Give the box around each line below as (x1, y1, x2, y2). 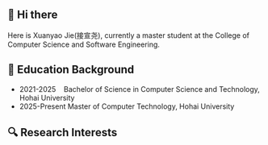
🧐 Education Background (7, 63, 135, 77)
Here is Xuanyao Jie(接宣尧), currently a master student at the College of (7, 30, 250, 40)
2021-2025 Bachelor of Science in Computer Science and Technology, (19, 84, 260, 93)
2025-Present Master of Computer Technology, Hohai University (19, 101, 235, 111)
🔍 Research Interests (7, 126, 118, 139)
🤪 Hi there (7, 8, 58, 22)
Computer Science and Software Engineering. (7, 39, 161, 49)
